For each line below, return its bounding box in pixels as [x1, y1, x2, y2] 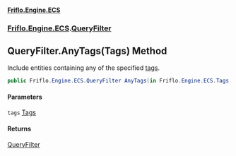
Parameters [7, 92, 42, 101]
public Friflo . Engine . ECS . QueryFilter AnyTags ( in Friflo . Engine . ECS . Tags [7, 78, 230, 85]
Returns [7, 124, 32, 133]
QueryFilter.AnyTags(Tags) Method [7, 44, 167, 56]
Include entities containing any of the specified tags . [7, 64, 160, 72]
